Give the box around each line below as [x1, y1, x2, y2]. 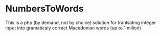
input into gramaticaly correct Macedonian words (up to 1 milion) [5, 24, 142, 30]
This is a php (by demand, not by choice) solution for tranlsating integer [5, 19, 156, 25]
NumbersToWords [5, 3, 84, 14]
